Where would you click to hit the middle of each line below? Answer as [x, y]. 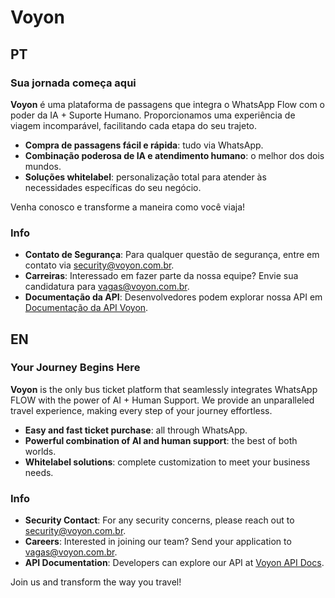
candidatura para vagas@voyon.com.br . [107, 287]
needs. [39, 472]
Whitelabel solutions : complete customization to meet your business [167, 462]
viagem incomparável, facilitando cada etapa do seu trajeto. [134, 125]
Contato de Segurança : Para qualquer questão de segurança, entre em [172, 255]
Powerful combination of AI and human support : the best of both [161, 440]
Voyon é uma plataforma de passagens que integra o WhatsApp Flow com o [167, 104]
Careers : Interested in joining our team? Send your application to [158, 542]
